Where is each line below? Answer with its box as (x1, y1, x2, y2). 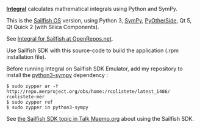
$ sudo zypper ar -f (6, 83, 59, 89)
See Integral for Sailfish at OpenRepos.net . (6, 35, 113, 42)
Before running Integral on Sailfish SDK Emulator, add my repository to (6, 65, 183, 72)
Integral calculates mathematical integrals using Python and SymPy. (6, 5, 178, 12)
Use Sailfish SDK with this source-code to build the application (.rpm (6, 47, 179, 54)
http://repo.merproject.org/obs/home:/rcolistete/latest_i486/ (6, 89, 171, 95)
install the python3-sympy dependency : (6, 72, 109, 78)
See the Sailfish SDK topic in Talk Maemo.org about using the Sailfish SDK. (6, 115, 194, 122)
